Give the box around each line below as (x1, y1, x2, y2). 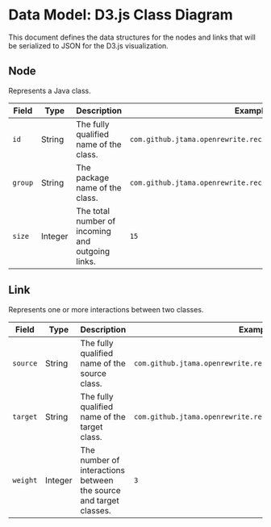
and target (80, 495, 119, 506)
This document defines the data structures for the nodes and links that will (8, 32, 256, 42)
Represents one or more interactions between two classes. (8, 304, 204, 314)
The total (76, 205, 110, 216)
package (76, 172, 110, 183)
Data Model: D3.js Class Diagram (8, 6, 234, 24)
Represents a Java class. (8, 86, 91, 95)
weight (12, 475, 38, 485)
